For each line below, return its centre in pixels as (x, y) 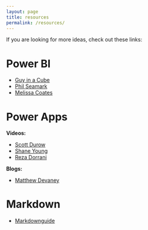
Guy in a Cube (32, 80)
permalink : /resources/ (36, 23)
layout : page (22, 12)
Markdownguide (35, 221)
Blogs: (14, 169)
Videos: (16, 133)
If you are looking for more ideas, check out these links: (74, 40)
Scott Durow (30, 145)
